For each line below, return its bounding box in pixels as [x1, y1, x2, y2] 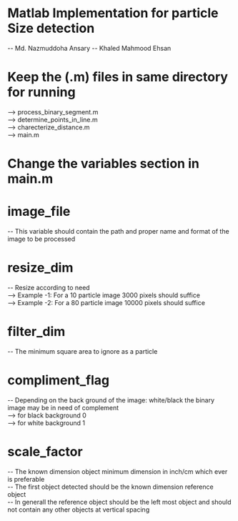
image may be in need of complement [7, 403, 119, 412]
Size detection [7, 20, 95, 36]
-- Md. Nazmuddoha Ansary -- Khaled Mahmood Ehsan [7, 44, 172, 52]
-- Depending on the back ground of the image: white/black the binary [7, 395, 215, 405]
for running [7, 84, 76, 101]
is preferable [7, 475, 45, 483]
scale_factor [7, 444, 84, 460]
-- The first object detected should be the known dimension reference [7, 482, 214, 491]
